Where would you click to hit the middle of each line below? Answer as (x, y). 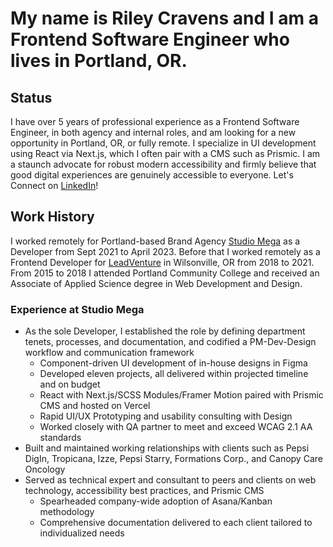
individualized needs (82, 533)
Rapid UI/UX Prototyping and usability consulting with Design (166, 416)
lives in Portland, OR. (99, 61)
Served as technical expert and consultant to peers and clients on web (170, 480)
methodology (67, 512)
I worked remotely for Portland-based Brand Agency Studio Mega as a (155, 241)
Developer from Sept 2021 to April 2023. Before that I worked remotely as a (165, 251)
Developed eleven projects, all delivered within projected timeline (174, 374)
